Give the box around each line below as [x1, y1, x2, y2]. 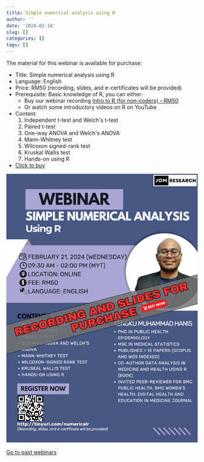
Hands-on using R [24, 155, 70, 163]
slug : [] [6, 29, 29, 35]
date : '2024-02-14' [6, 23, 56, 29]
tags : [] [6, 42, 29, 48]
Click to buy [15, 162, 46, 169]
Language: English [15, 78, 62, 85]
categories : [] [6, 35, 45, 42]
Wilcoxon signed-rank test [24, 142, 90, 149]
